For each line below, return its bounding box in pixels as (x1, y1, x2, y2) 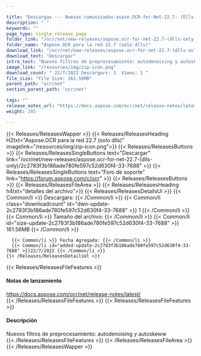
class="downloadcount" (6, 200, 66, 207)
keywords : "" (6, 25, 39, 31)
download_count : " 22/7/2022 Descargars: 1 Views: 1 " (6, 70, 148, 76)
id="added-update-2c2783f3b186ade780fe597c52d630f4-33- (48, 242, 191, 249)
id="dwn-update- (66, 200, 110, 207)
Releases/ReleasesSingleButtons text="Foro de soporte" (6, 168, 145, 176)
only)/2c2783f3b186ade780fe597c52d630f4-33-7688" (6, 162, 142, 169)
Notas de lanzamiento (6, 277, 62, 285)
